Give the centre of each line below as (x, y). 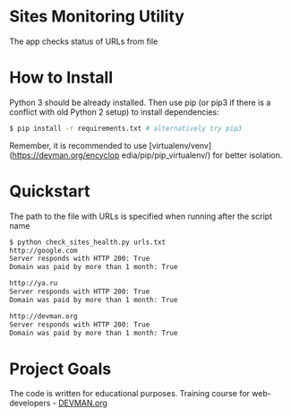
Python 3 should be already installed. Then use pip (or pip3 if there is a (140, 102)
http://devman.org (43, 316)
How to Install (61, 78)
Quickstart (50, 191)
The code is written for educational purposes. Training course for (130, 394)
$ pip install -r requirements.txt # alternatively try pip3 (126, 128)
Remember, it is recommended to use (78, 145)
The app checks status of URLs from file (84, 41)
